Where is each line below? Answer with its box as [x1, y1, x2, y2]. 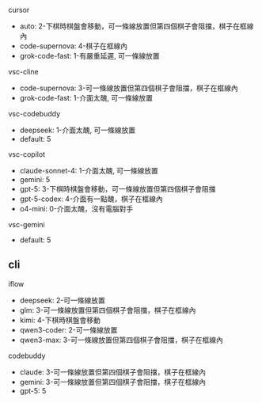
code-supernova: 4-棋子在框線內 [19, 41, 128, 51]
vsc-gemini [8, 220, 45, 229]
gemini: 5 [19, 175, 51, 184]
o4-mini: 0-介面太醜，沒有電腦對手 [19, 204, 134, 213]
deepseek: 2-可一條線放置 [19, 295, 105, 305]
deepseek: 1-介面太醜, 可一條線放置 [19, 125, 136, 135]
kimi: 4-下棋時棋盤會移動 [19, 315, 101, 325]
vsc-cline [8, 67, 39, 76]
